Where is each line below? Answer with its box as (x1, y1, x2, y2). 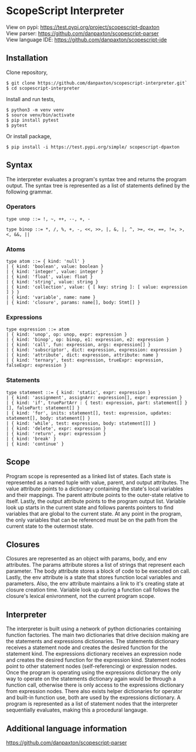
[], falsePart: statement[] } (6, 405, 80, 411)
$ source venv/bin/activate (6, 112, 75, 118)
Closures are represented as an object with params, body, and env (6, 555, 167, 562)
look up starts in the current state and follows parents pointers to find (6, 504, 174, 511)
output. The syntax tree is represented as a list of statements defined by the (6, 182, 190, 189)
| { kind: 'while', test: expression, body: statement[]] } (6, 420, 157, 426)
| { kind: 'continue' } (6, 441, 65, 447)
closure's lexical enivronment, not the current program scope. (6, 593, 156, 600)
